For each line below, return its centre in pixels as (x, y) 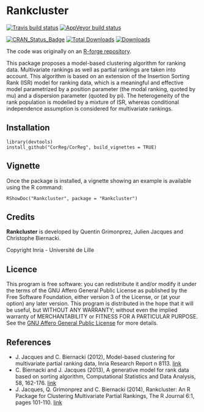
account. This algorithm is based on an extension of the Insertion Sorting (98, 76)
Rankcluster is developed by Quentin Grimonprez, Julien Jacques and (95, 232)
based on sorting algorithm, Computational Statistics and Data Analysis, (105, 376)
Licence (22, 269)
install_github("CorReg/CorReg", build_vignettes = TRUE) (82, 147)
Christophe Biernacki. (34, 238)
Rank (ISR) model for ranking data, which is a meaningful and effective (95, 83)
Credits (21, 217)
